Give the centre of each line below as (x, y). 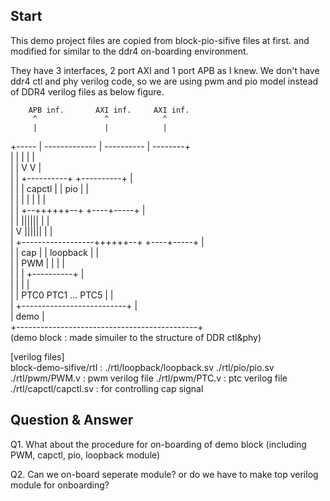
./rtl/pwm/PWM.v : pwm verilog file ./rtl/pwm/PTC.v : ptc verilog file (149, 378)
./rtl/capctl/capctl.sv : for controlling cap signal (107, 388)
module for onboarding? (60, 485)
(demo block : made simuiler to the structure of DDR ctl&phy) (136, 337)
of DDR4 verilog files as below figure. (87, 91)
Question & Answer (72, 420)
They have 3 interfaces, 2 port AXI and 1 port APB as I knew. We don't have (165, 70)
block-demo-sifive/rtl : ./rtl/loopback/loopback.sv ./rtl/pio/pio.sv (142, 367)
